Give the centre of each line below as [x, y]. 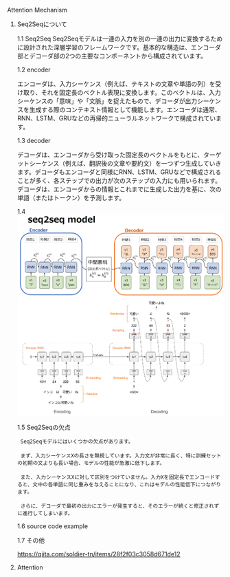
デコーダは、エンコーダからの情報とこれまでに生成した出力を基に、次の [119, 189]
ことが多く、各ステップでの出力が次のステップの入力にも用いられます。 [119, 181]
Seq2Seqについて [42, 24]
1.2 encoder [34, 69]
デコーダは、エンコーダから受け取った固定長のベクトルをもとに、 [110, 155]
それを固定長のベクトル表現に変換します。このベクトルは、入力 [131, 92]
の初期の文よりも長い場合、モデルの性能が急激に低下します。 [91, 463]
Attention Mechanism [37, 10]
